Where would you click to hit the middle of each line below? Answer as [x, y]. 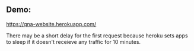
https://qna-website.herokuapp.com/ [51, 24]
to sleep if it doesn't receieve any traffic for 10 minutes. [74, 42]
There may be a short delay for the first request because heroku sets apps [97, 36]
